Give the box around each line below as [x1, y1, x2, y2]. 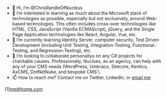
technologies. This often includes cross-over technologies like [26, 21, 156, 27]
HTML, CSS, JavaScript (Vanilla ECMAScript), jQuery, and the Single [12, 26, 155, 32]
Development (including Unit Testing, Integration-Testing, [12, 42, 132, 48]
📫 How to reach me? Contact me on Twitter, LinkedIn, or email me [12, 74, 151, 80]
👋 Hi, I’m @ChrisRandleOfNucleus [12, 5, 83, 11]
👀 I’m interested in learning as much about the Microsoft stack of [12, 10, 147, 16]
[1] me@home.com [5, 86, 43, 92]
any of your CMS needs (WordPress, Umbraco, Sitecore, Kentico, [12, 63, 148, 69]
